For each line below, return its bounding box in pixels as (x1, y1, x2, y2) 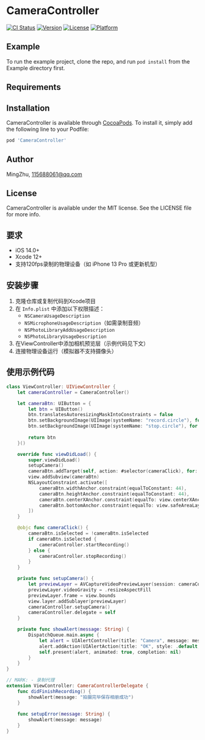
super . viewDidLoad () (28, 456, 81, 463)
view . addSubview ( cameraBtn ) (28, 474, 99, 480)
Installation (6, 103, 50, 113)
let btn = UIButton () (28, 406, 84, 412)
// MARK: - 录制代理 (6, 677, 55, 683)
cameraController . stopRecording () (38, 553, 127, 559)
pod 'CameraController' (6, 137, 67, 144)
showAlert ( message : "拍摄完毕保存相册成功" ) (28, 694, 134, 700)
